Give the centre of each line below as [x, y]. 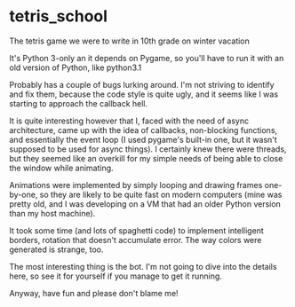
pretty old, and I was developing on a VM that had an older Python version [145, 204]
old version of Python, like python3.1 [76, 67]
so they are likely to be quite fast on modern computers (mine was [161, 194]
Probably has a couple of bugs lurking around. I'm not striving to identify [142, 84]
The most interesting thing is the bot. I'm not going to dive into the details [143, 266]
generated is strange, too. [56, 249]
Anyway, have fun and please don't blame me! [94, 293]
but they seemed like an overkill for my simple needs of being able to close [146, 158]
